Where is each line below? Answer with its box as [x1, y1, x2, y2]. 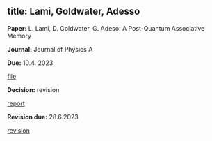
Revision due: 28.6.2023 [7, 112, 79, 121]
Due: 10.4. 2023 [7, 59, 54, 67]
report [7, 99, 26, 107]
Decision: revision [7, 85, 60, 94]
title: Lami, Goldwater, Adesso [7, 6, 140, 17]
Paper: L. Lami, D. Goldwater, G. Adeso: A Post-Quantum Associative [7, 24, 205, 32]
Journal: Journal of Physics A [7, 45, 93, 53]
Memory [7, 31, 31, 40]
